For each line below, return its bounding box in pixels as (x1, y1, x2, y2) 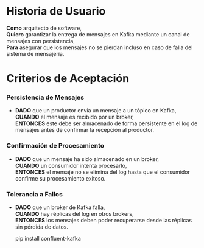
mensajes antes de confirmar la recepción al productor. (15, 126, 154, 134)
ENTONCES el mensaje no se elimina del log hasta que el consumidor (15, 168, 190, 176)
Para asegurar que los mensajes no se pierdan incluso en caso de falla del (6, 44, 193, 51)
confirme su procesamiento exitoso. (15, 174, 106, 182)
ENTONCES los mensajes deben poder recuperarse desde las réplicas (15, 217, 192, 224)
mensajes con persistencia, (6, 37, 75, 44)
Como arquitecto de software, (6, 24, 82, 32)
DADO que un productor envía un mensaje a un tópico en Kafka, (15, 107, 177, 114)
